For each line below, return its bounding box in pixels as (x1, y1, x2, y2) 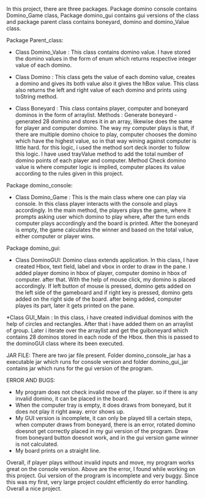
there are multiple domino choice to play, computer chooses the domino (15, 131, 197, 138)
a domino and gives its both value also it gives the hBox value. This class (15, 80, 199, 87)
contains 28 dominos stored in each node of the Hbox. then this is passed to (6, 333, 199, 341)
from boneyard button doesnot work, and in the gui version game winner (15, 434, 199, 441)
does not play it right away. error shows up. (15, 408, 125, 415)
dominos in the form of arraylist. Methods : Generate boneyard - (15, 111, 177, 118)
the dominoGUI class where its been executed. (6, 340, 124, 347)
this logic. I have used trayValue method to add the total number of (15, 150, 184, 157)
